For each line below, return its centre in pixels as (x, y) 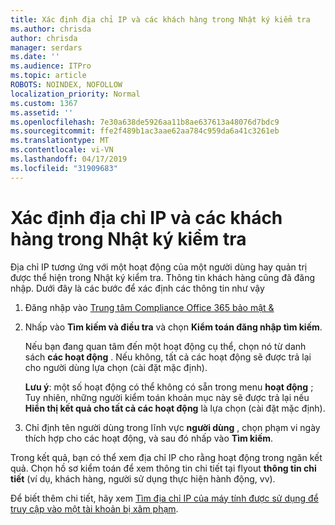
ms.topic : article (48, 76)
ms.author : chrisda (51, 29)
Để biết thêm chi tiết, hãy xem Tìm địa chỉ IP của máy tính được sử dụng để (164, 498)
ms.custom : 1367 (44, 103)
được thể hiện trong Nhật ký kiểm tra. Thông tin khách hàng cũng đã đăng (163, 277)
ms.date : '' (35, 57)
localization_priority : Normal (75, 94)
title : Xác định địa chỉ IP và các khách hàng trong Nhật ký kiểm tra (160, 19)
